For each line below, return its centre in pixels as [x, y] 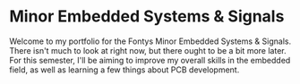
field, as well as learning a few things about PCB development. [124, 70]
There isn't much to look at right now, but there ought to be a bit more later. [148, 50]
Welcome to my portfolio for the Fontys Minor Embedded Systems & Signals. [150, 41]
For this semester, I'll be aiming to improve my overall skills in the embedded [150, 60]
